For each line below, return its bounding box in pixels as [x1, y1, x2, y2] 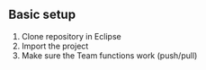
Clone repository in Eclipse [21, 31, 122, 41]
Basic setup [8, 7, 76, 22]
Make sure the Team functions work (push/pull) [21, 49, 198, 61]
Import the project [21, 40, 89, 51]
